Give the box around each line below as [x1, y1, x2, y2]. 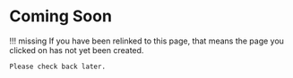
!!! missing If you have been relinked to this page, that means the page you [9, 35, 285, 46]
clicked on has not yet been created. [9, 44, 144, 55]
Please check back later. [9, 62, 106, 71]
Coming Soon [9, 6, 112, 27]
